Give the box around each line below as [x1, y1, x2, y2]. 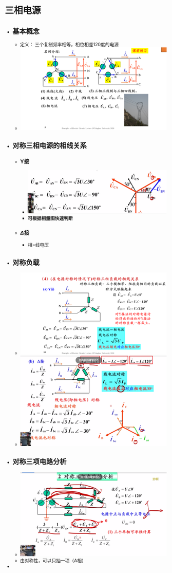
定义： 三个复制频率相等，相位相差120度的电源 [20, 42, 119, 47]
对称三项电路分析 [12, 457, 67, 466]
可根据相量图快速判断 [27, 215, 73, 221]
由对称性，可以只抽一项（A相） [20, 557, 87, 563]
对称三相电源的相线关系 [12, 141, 87, 150]
